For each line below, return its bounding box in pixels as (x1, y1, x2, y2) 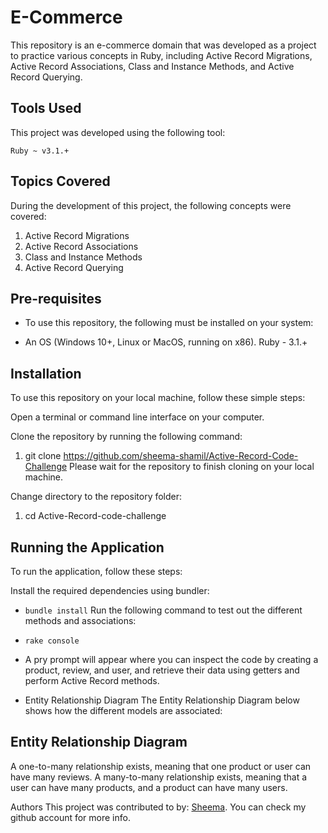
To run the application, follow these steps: (10, 566, 183, 577)
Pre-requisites (10, 290, 102, 307)
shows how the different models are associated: (24, 705, 223, 716)
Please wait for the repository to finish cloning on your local (69, 461, 315, 473)
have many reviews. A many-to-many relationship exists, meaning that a (10, 771, 308, 783)
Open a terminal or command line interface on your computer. (10, 411, 265, 423)
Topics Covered (10, 173, 111, 190)
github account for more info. (10, 811, 131, 823)
